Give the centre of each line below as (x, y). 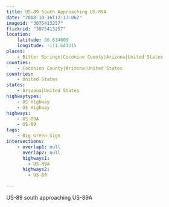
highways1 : (36, 158)
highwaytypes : (24, 96)
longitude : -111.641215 (47, 46)
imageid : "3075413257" (35, 23)
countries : (20, 74)
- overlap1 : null (39, 147)
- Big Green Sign (39, 136)
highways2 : (36, 169)
